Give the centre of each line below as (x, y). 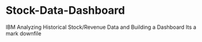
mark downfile (24, 33)
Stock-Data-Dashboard (65, 10)
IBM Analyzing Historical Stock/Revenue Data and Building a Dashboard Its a (101, 27)
